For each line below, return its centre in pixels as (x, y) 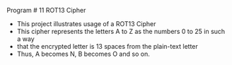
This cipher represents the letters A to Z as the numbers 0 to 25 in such (121, 31)
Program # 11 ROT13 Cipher (46, 10)
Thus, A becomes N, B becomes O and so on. (83, 54)
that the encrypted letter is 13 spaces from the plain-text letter (108, 46)
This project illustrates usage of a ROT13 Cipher (86, 24)
